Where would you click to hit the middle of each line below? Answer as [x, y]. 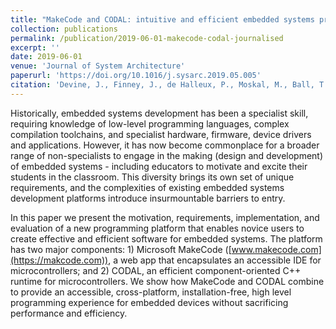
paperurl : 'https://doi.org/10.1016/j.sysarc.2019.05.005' [136, 76]
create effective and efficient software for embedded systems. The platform [166, 238]
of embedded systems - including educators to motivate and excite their [159, 166]
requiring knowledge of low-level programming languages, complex [150, 123]
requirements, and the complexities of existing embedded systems [147, 187]
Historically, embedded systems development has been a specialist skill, [159, 113]
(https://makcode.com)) [59, 260]
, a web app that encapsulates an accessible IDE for [215, 260]
